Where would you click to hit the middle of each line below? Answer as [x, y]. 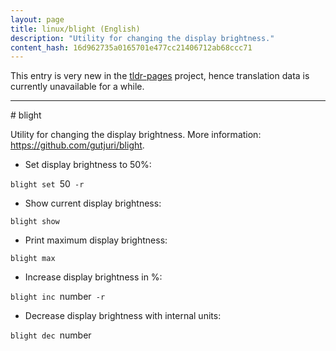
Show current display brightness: [93, 203]
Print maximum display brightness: [96, 240]
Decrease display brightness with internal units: [123, 316]
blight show [35, 222]
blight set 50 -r [47, 184]
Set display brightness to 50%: [88, 165]
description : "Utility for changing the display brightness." [142, 38]
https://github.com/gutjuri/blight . [77, 145]
